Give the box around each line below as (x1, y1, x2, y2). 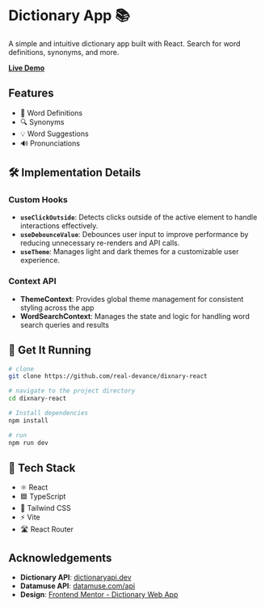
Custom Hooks (8, 194, 69, 206)
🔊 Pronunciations (19, 138, 81, 148)
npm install (8, 416, 48, 425)
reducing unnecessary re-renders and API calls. (19, 238, 180, 248)
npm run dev (8, 439, 48, 447)
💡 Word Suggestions (19, 129, 89, 138)
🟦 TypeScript (19, 491, 66, 502)
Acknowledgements (8, 551, 112, 565)
